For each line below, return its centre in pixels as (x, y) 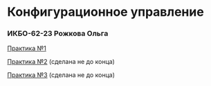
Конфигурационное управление (105, 12)
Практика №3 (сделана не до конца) (61, 75)
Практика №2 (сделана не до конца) (61, 62)
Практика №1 (27, 48)
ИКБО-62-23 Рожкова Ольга (58, 34)
